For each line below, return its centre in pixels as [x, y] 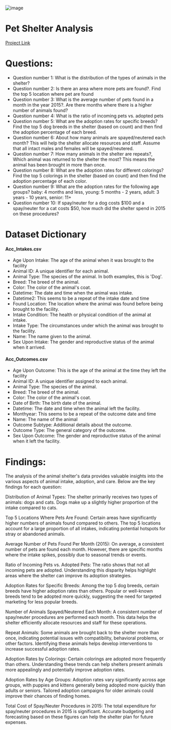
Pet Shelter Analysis [49, 29]
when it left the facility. [36, 441]
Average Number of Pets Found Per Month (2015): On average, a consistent [85, 544]
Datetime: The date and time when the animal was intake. [73, 293]
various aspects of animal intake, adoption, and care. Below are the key [80, 482]
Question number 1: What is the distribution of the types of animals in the [89, 77]
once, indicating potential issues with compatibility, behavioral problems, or [84, 638]
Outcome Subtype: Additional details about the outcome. [72, 425]
